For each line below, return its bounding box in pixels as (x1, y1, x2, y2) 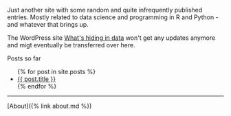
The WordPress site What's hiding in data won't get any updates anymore (7, 34, 216, 42)
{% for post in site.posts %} (16, 68, 96, 76)
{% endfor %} (16, 82, 57, 90)
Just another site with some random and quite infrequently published (7, 6, 203, 14)
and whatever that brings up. (7, 21, 89, 28)
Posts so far (7, 54, 41, 62)
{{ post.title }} (16, 75, 56, 83)
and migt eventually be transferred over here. (7, 41, 135, 49)
